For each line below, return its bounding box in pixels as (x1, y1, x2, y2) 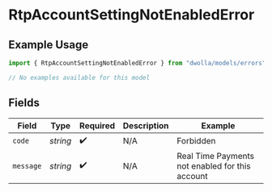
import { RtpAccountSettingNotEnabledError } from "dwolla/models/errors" (8, 59, 266, 67)
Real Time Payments (176, 150, 255, 161)
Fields (8, 96, 40, 110)
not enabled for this (176, 160, 251, 171)
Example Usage (8, 38, 89, 52)
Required (79, 119, 116, 131)
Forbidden (176, 136, 216, 147)
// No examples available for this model (8, 73, 151, 81)
